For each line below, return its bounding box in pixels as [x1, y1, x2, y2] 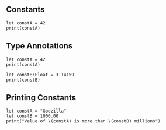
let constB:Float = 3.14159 [6, 72, 75, 78]
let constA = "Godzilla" [6, 108, 67, 114]
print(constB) [6, 77, 41, 83]
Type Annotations [6, 41, 73, 51]
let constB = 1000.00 [6, 113, 59, 119]
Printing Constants [6, 93, 77, 103]
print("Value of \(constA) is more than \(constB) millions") [6, 118, 161, 124]
